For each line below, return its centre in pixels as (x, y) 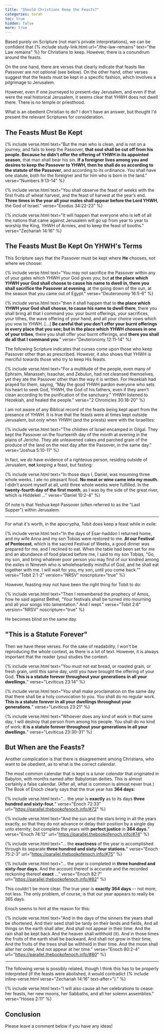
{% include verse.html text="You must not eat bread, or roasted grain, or (78, 666)
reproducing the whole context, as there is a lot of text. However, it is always (82, 651)
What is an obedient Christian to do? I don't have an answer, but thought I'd (81, 112)
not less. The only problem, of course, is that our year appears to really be (80, 894)
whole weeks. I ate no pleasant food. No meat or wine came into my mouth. (82, 479)
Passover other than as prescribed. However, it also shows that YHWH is (78, 354)
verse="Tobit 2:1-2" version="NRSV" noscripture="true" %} (65, 575)
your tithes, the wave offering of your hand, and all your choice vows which (81, 318)
